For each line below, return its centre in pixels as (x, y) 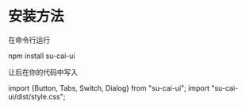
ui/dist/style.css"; (37, 96)
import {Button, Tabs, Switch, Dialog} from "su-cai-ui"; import (109, 88)
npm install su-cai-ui (42, 56)
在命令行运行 (29, 40)
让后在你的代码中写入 (43, 72)
